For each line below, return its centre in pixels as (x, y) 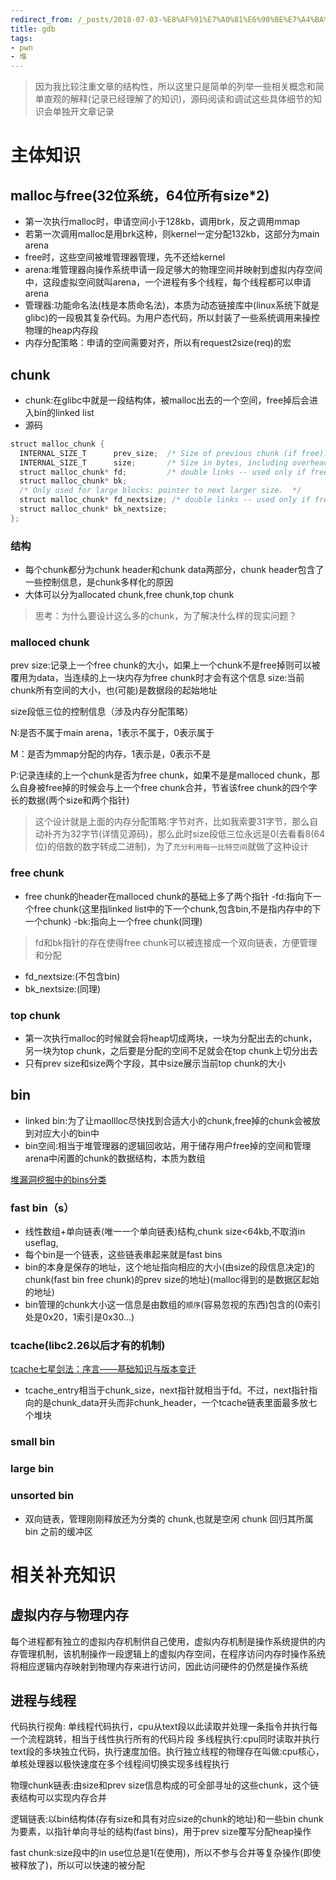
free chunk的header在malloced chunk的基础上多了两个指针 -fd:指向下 (168, 896)
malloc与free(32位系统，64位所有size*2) (140, 195)
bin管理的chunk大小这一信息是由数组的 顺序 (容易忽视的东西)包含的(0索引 (173, 1305)
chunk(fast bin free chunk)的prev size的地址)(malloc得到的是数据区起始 (172, 1280)
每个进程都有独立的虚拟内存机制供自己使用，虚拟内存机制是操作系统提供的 (163, 1641)
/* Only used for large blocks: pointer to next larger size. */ (160, 491)
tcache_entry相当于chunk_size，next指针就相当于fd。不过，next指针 (167, 1390)
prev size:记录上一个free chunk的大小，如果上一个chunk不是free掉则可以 (161, 665)
